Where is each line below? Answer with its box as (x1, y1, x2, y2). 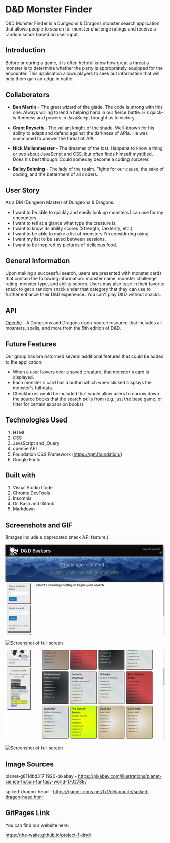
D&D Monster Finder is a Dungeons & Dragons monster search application (5, 20, 160, 26)
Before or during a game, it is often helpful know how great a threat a (5, 59, 149, 66)
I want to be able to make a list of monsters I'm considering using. (12, 231, 150, 237)
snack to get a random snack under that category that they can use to (5, 286, 151, 292)
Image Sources (5, 760, 54, 768)
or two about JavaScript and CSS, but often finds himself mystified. (12, 150, 153, 157)
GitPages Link (5, 808, 50, 817)
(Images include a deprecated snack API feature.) (5, 534, 109, 540)
